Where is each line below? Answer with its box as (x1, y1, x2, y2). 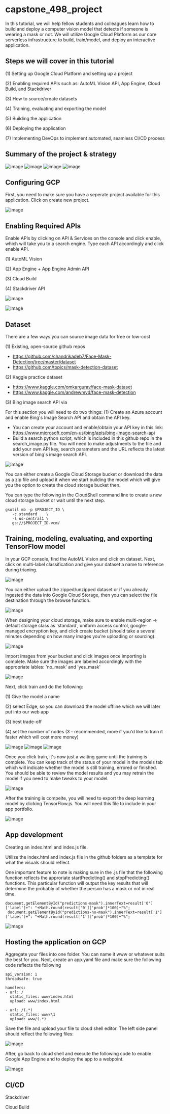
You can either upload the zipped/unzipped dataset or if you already (5, 586, 148, 592)
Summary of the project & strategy (5, 150, 117, 158)
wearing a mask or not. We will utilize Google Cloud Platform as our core (5, 31, 157, 37)
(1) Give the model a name (5, 693, 60, 699)
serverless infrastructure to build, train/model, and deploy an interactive (5, 37, 156, 43)
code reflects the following (5, 962, 61, 968)
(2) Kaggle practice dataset (5, 374, 62, 380)
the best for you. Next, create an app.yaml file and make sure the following (5, 957, 161, 963)
